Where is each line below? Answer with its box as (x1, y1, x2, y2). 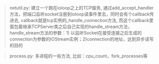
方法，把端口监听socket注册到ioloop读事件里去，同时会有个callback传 (9, 11, 154, 17)
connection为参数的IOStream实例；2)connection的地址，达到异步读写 (9, 36, 154, 42)
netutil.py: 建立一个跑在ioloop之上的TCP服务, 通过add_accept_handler (9, 5, 154, 10)
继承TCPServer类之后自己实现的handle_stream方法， (22, 23, 132, 29)
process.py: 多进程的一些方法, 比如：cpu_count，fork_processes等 (9, 53, 148, 59)
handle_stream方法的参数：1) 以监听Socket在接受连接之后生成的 (9, 30, 142, 35)
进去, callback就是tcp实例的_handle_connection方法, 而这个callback (9, 17, 149, 23)
